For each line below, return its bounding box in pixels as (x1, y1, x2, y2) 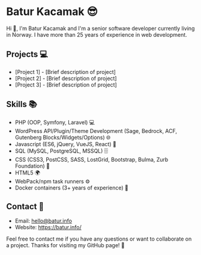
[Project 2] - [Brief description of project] (14, 75, 117, 82)
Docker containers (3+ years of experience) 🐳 (14, 184, 129, 191)
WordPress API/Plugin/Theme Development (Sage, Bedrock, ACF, (14, 127, 178, 134)
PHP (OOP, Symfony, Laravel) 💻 (14, 118, 95, 126)
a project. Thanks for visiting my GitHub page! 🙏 (6, 242, 125, 249)
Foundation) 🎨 (14, 162, 50, 170)
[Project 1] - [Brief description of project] (14, 68, 116, 75)
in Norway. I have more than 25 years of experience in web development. (6, 31, 187, 38)
